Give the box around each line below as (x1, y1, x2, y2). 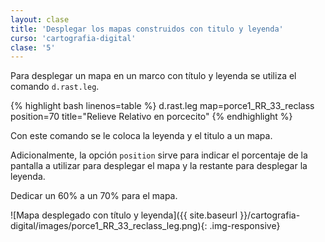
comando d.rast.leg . (10, 81, 100, 93)
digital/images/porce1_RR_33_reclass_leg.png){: (10, 220, 208, 232)
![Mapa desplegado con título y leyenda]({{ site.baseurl (10, 209, 238, 221)
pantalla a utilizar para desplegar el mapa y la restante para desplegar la (10, 160, 308, 172)
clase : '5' (10, 42, 56, 53)
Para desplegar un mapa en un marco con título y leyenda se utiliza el (10, 70, 297, 82)
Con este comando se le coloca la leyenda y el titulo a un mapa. (10, 130, 273, 142)
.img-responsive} (209, 220, 281, 232)
